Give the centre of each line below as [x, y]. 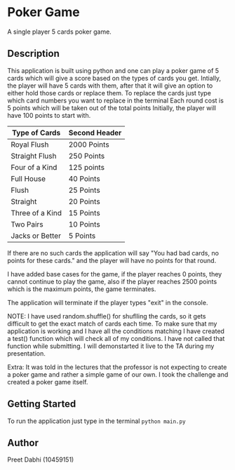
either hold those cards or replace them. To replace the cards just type [109, 93]
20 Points [84, 201]
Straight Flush [34, 156]
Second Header [95, 133]
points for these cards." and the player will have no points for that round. [112, 260]
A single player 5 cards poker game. [60, 32]
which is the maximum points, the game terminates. [82, 289]
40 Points [84, 178]
